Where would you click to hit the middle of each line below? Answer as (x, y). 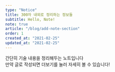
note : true (17, 24)
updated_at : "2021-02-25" (32, 43)
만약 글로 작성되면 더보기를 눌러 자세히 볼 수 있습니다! (57, 64)
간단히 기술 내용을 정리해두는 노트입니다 (44, 58)
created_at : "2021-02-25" (32, 39)
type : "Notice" (21, 10)
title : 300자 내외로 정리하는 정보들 (39, 15)
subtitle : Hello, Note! (30, 19)
